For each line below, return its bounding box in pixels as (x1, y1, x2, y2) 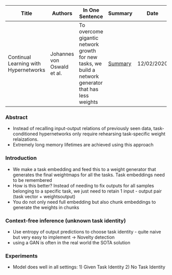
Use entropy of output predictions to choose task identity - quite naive (12, 228, 161, 235)
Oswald (50, 64, 69, 70)
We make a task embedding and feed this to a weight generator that (12, 166, 156, 172)
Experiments (5, 252, 38, 259)
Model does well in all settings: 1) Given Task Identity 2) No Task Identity (12, 264, 165, 270)
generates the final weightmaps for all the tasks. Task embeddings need (12, 172, 165, 178)
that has (79, 86, 99, 93)
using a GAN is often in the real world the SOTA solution (12, 239, 131, 245)
